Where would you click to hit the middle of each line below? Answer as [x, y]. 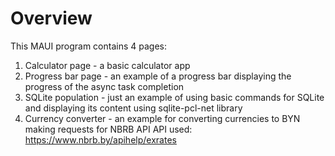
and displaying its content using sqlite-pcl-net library [133, 108]
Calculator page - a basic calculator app [107, 65]
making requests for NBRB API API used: [108, 129]
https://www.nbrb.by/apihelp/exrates [100, 139]
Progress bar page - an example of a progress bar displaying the [158, 76]
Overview [51, 18]
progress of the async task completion [104, 86]
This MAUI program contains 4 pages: [88, 46]
